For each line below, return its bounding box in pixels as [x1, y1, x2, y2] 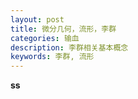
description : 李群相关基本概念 [10, 42, 129, 53]
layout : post [10, 14, 65, 25]
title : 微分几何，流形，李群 [10, 24, 117, 34]
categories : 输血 [10, 33, 80, 43]
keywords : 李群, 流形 [10, 52, 95, 62]
